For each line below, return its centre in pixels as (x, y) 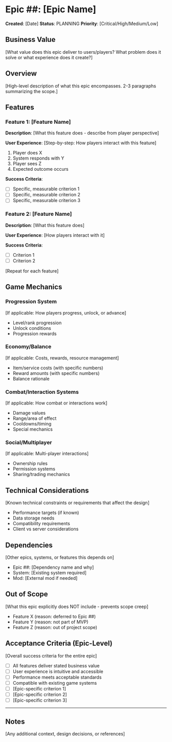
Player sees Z (27, 164)
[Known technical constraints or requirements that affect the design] (77, 503)
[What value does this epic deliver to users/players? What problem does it (83, 52)
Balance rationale (31, 378)
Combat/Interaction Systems (42, 392)
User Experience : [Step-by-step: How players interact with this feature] (81, 143)
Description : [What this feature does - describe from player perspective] (82, 133)
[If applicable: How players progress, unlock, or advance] (66, 312)
